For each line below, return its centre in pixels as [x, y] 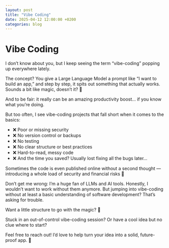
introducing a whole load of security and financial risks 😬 [65, 174]
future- [148, 235]
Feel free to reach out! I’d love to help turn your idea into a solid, [72, 235]
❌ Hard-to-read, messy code [43, 152]
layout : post [19, 10]
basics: [13, 120]
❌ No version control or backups [47, 136]
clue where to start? [26, 225]
